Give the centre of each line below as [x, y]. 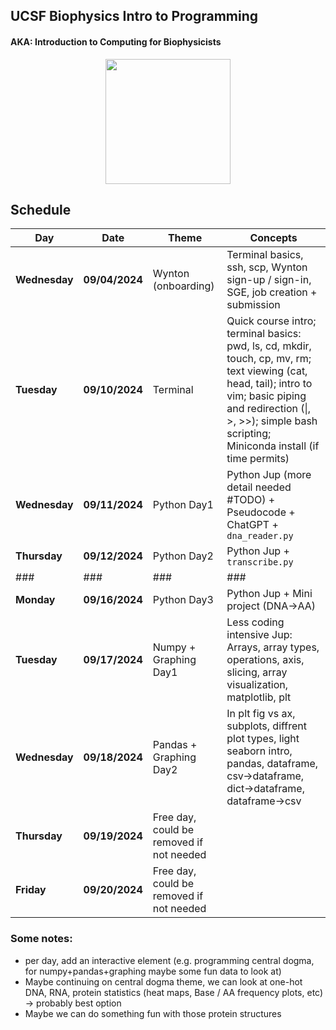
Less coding [255, 622]
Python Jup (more [269, 475]
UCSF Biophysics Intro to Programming [134, 16]
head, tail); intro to [269, 384]
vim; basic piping [266, 396]
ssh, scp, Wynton [267, 267]
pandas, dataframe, [272, 764]
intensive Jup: [259, 635]
